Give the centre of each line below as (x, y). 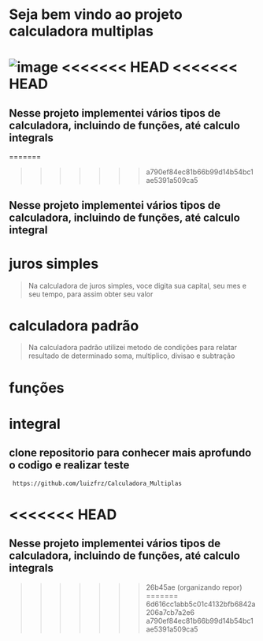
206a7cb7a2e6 (170, 612)
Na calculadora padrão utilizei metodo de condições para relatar (132, 348)
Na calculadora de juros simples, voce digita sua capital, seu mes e (137, 285)
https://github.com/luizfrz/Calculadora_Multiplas (97, 483)
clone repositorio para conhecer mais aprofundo (130, 453)
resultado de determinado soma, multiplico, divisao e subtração (131, 356)
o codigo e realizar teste (69, 466)
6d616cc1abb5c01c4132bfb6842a (201, 604)
